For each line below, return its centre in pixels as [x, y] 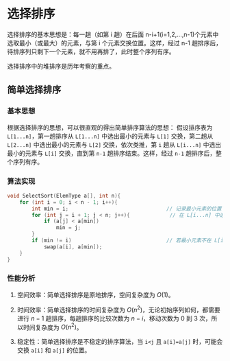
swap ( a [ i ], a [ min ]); [73, 247]
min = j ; [68, 228]
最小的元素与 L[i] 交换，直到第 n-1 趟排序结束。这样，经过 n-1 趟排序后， [112, 153]
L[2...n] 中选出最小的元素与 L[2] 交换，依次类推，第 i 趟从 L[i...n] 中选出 [114, 144]
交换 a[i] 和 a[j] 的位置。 [54, 350]
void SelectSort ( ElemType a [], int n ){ [64, 196]
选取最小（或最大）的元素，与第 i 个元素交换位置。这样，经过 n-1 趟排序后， [115, 43]
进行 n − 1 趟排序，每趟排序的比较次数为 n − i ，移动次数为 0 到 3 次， [114, 318]
